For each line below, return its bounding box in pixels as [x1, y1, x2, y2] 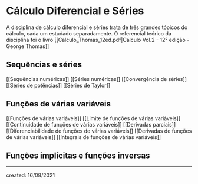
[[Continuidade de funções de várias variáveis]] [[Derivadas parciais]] [6, 121, 176, 128]
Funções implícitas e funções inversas [6, 150, 150, 160]
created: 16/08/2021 [6, 172, 55, 179]
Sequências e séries [6, 60, 82, 70]
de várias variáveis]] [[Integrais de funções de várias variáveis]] [6, 133, 161, 140]
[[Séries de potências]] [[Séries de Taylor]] [6, 82, 111, 89]
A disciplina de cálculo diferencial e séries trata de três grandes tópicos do [6, 24, 188, 31]
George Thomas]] [6, 43, 49, 50]
